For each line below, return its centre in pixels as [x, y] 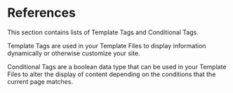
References [41, 13]
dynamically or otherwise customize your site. [74, 53]
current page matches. [40, 81]
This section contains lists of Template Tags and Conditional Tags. [103, 32]
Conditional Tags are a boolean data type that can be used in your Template [117, 66]
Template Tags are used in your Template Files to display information [107, 45]
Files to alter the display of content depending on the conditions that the [112, 74]
